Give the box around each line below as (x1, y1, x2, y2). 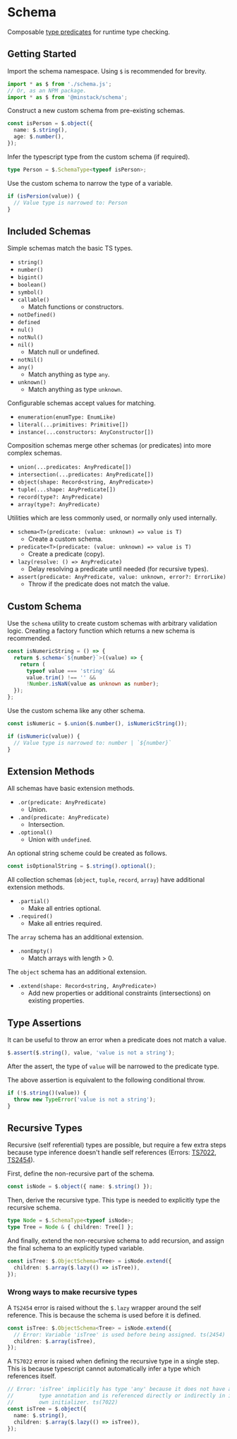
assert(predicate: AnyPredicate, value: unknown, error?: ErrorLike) (17, 573, 227, 581)
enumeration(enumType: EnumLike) (17, 414, 116, 421)
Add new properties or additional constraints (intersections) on (28, 989, 211, 998)
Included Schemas (7, 225, 91, 237)
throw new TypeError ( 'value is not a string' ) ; (13, 1096, 157, 1103)
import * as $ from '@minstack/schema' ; (7, 93, 128, 101)
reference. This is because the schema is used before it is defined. (7, 1310, 201, 1319)
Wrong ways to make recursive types (7, 1287, 138, 1297)
